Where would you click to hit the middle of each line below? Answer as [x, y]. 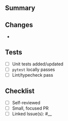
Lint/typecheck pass [33, 75]
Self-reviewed [26, 103]
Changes [19, 25]
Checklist [20, 91]
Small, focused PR [30, 108]
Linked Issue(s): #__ [32, 114]
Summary [20, 8]
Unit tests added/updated [38, 64]
